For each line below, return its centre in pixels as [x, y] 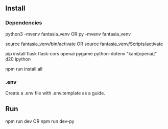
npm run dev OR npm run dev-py [40, 121]
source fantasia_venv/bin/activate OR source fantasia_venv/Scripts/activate [84, 44]
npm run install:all [24, 69]
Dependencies [24, 23]
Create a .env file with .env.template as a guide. [55, 93]
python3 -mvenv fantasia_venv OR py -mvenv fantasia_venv [68, 34]
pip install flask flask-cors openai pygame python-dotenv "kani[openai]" [81, 53]
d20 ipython [18, 59]
